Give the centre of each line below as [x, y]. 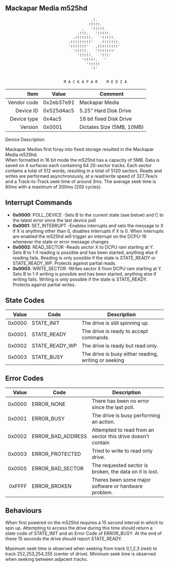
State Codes [25, 301]
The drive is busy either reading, [120, 354]
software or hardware [117, 486]
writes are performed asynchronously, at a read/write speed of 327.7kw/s [81, 176]
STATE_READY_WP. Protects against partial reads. [64, 263]
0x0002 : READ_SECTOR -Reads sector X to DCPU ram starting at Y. [83, 247]
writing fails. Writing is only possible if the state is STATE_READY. [80, 279]
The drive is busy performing [126, 416]
